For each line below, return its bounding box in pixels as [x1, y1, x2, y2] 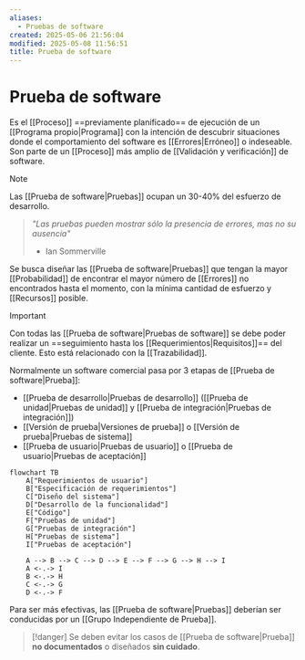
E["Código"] [25, 508, 71, 518]
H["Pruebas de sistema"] [25, 532, 120, 541]
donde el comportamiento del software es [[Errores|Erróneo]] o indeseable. [9, 136, 293, 147]
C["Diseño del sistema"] [25, 492, 120, 502]
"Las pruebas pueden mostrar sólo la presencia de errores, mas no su [31, 218, 297, 229]
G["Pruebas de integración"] [25, 524, 137, 534]
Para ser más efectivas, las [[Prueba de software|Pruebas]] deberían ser [9, 604, 282, 615]
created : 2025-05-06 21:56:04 [9, 30, 125, 39]
